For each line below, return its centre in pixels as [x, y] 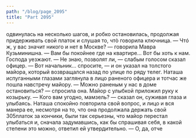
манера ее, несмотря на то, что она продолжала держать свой [86, 110]
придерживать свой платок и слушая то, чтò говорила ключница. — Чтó [98, 40]
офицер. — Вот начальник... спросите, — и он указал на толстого [89, 65]
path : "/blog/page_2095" [37, 12]
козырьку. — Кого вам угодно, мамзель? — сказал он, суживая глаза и [97, 97]
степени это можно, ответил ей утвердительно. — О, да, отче [84, 129]
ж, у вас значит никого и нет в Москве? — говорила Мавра [81, 46]
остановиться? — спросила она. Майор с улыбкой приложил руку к [92, 91]
